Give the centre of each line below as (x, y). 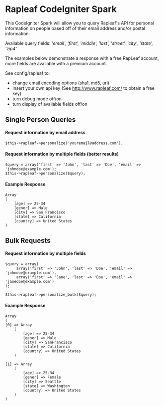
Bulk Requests (28, 241)
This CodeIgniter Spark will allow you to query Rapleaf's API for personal (80, 23)
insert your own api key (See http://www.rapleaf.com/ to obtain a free (83, 88)
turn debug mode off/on (37, 99)
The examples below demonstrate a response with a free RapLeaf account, (82, 58)
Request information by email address (45, 132)
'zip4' (11, 48)
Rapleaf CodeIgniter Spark (61, 9)
